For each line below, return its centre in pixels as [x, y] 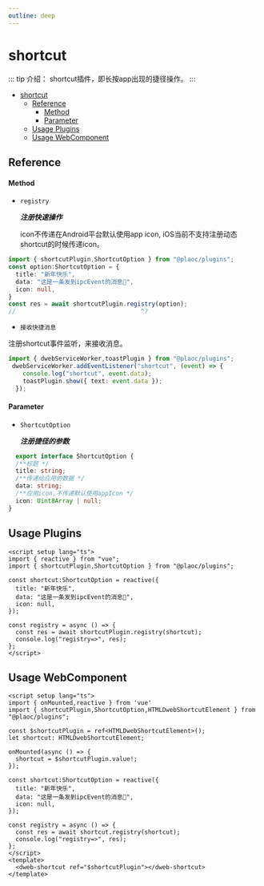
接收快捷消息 [38, 328]
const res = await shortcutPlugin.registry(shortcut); [109, 632]
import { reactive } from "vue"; [64, 559]
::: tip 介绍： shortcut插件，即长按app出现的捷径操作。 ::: [102, 79]
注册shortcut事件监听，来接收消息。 [68, 344]
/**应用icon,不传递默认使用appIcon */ [75, 494]
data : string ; [39, 486]
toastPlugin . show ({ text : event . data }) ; [92, 381]
